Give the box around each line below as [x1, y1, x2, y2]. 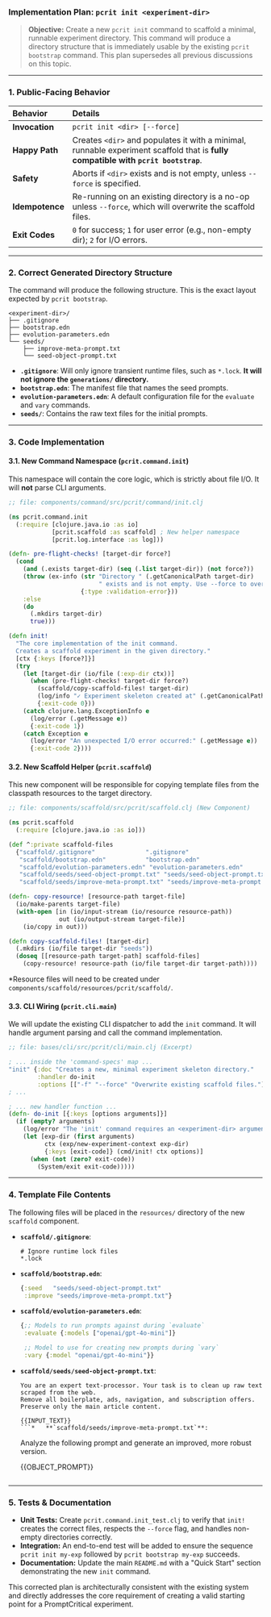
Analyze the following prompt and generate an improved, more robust [19, 1438, 252, 1448]
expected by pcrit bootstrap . [8, 294, 108, 303]
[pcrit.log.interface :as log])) [51, 536, 164, 544]
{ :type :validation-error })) [80, 587, 179, 595]
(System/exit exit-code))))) [37, 1162, 135, 1171]
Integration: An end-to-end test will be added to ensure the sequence [19, 1541, 254, 1551]
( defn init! [8, 632, 48, 640]
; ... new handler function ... [8, 1102, 117, 1111]
